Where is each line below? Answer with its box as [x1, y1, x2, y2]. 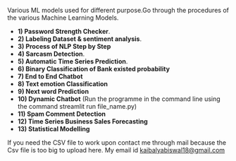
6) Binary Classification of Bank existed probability [17, 65, 170, 73]
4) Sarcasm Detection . [17, 49, 85, 58]
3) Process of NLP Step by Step [17, 42, 111, 50]
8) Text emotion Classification [17, 80, 108, 88]
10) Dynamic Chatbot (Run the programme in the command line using [17, 95, 221, 103]
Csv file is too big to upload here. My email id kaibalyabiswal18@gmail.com [7, 146, 225, 154]
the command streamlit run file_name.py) [17, 102, 137, 110]
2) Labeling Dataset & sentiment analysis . [17, 35, 142, 43]
